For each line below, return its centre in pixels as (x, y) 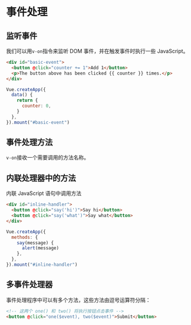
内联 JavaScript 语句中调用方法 (44, 193)
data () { (22, 95)
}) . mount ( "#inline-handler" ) (42, 265)
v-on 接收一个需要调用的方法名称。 (48, 158)
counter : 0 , (36, 106)
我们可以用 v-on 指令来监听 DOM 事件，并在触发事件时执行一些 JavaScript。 (97, 51)
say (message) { (35, 243)
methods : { (25, 237)
